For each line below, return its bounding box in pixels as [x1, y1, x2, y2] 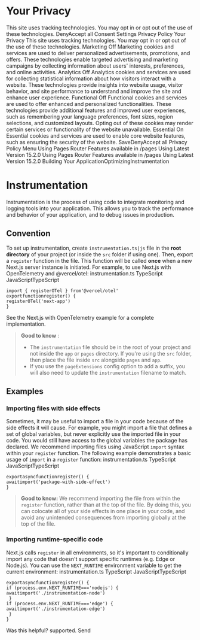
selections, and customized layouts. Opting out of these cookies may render [6, 119, 194, 126]
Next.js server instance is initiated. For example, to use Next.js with [6, 263, 171, 271]
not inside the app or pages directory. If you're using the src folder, [29, 350, 192, 357]
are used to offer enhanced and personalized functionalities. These [6, 100, 171, 107]
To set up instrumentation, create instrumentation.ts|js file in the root [6, 244, 181, 251]
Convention [6, 229, 51, 239]
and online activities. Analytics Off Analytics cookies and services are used [6, 68, 191, 75]
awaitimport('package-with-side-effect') [6, 479, 111, 486]
